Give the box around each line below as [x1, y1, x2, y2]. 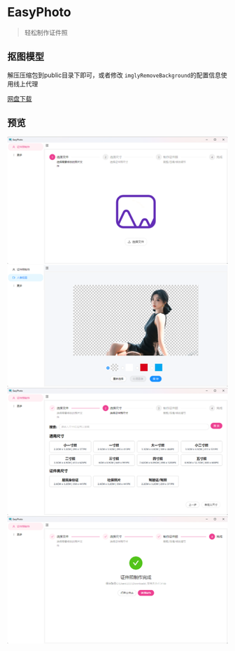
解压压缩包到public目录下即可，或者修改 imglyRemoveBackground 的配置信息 [7, 71, 222, 79]
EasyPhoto [7, 4, 71, 20]
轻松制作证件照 [24, 28, 68, 36]
